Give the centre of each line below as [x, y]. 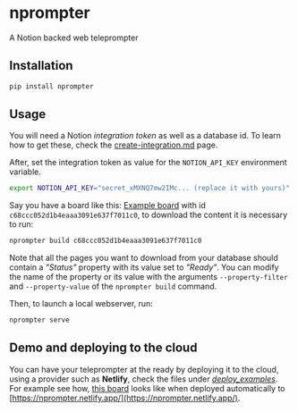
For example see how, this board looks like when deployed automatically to [147, 388]
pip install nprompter [51, 86]
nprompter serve [39, 320]
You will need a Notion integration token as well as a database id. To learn [145, 136]
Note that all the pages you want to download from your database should [144, 258]
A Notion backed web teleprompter [74, 38]
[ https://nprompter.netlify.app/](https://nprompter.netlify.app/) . [125, 398]
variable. [26, 172]
